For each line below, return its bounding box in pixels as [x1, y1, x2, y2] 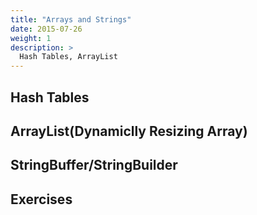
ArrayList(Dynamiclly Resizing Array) [10, 122, 248, 140]
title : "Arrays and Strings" [10, 14, 132, 25]
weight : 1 [10, 33, 52, 43]
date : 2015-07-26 [10, 24, 83, 34]
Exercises [10, 191, 73, 208]
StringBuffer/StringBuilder [10, 157, 178, 174]
